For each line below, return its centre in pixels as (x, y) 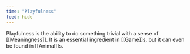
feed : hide (19, 17)
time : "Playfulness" (31, 11)
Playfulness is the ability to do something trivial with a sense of (82, 33)
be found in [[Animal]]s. (35, 46)
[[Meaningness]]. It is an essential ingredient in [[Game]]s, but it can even (95, 39)
